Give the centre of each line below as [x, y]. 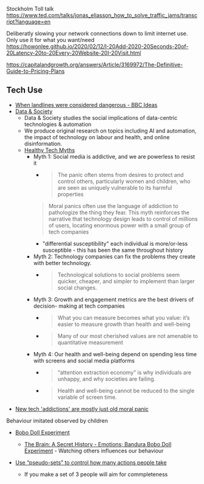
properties [71, 194]
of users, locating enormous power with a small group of [119, 225]
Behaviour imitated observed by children [57, 420]
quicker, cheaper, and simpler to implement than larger [126, 281]
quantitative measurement [90, 342]
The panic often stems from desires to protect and [121, 175]
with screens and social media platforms [84, 361]
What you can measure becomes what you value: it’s [124, 317]
